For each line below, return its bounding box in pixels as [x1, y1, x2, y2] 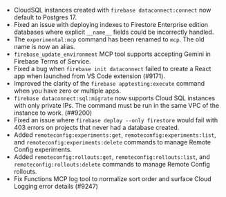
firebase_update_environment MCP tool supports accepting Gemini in [13, 50, 211, 58]
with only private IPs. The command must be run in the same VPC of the [13, 102, 220, 109]
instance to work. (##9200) [13, 109, 93, 117]
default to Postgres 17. [13, 13, 77, 21]
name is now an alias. [13, 43, 75, 50]
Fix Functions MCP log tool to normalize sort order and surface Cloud [13, 175, 212, 182]
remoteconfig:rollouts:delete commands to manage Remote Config [13, 160, 211, 168]
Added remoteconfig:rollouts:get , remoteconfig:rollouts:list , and [13, 153, 211, 161]
